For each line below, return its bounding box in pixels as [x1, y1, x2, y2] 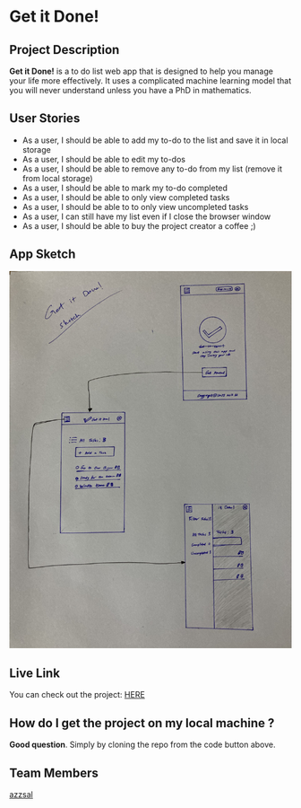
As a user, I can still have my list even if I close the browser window [21, 211, 271, 222]
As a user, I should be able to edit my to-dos [21, 154, 186, 164]
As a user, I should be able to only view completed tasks [21, 191, 230, 203]
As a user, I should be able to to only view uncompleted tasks [21, 201, 249, 212]
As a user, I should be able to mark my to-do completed [21, 182, 228, 193]
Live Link [9, 666, 61, 681]
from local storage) [21, 172, 93, 183]
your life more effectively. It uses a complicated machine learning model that [9, 75, 292, 86]
